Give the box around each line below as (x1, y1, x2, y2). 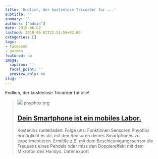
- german (5, 48, 23, 53)
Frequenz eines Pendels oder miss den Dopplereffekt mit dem (17, 143, 144, 149)
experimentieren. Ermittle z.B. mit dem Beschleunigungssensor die (17, 138, 154, 144)
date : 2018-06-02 (5, 26, 41, 31)
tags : (5, 40, 16, 44)
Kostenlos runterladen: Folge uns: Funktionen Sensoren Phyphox (17, 127, 150, 133)
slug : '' (5, 76, 23, 81)
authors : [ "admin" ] (5, 21, 46, 26)
